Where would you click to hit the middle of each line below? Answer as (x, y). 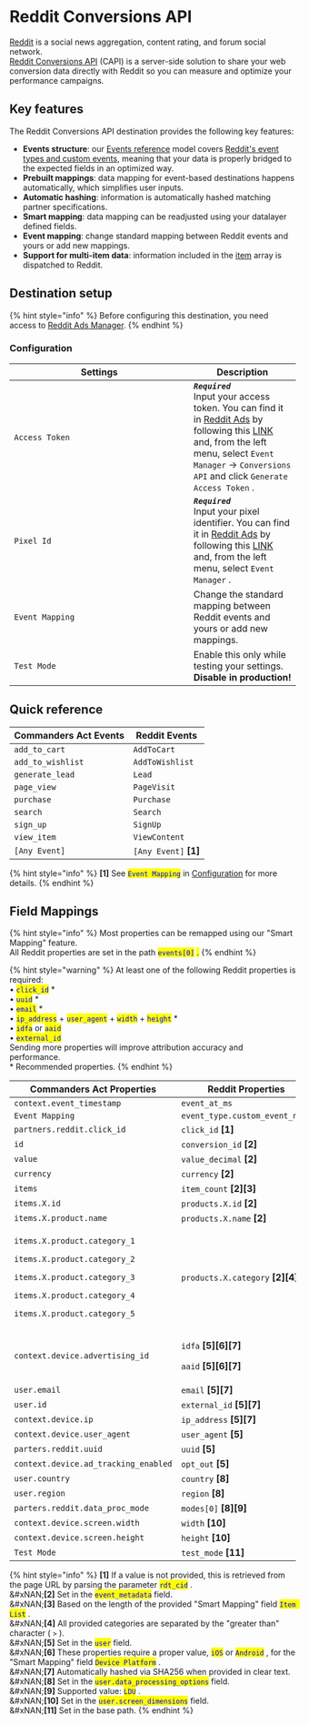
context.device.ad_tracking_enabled (93, 1464)
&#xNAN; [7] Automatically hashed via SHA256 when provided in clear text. (150, 1672)
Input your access (232, 396)
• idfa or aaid (35, 1028)
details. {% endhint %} (52, 883)
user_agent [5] (212, 1435)
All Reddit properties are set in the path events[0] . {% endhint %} (133, 953)
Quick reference (56, 710)
